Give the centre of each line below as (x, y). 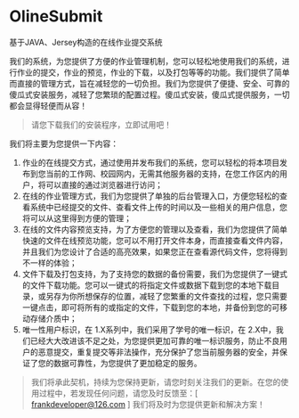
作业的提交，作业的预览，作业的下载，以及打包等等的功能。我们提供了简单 (153, 72)
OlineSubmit (56, 16)
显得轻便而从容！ (56, 105)
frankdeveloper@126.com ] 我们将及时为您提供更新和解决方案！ (148, 404)
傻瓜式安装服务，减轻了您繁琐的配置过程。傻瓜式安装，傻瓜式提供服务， (141, 94)
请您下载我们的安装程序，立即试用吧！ (101, 124)
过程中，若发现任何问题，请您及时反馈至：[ (118, 393)
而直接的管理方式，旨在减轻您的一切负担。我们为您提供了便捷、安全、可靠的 (149, 83)
